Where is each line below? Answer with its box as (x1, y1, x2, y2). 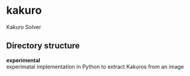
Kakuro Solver (6, 23, 41, 31)
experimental (6, 56, 40, 63)
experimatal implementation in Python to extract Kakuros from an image (6, 63, 185, 70)
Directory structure (6, 41, 80, 51)
